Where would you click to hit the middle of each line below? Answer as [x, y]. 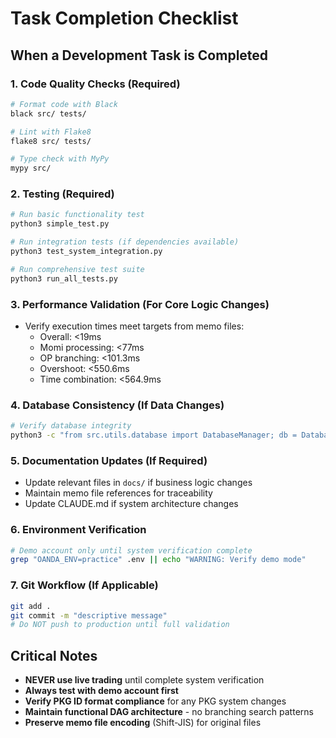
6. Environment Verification [78, 530]
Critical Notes [54, 655]
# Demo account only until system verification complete [131, 550]
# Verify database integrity [71, 426]
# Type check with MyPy [60, 159]
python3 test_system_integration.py [86, 252]
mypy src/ [31, 168]
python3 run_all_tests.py [64, 278]
